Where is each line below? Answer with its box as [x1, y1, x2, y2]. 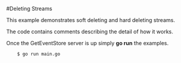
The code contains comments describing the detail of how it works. [6, 28, 173, 35]
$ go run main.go [17, 51, 61, 57]
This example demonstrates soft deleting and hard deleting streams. [6, 17, 176, 23]
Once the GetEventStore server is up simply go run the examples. [6, 40, 169, 46]
